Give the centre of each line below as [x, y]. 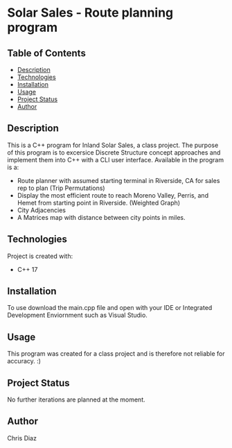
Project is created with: [40, 256]
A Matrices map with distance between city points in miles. [101, 217]
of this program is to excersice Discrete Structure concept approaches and [114, 152]
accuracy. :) [24, 361]
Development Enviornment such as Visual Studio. [77, 315]
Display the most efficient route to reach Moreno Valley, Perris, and [113, 195]
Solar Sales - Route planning [90, 13]
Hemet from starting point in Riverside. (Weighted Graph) [99, 203]
